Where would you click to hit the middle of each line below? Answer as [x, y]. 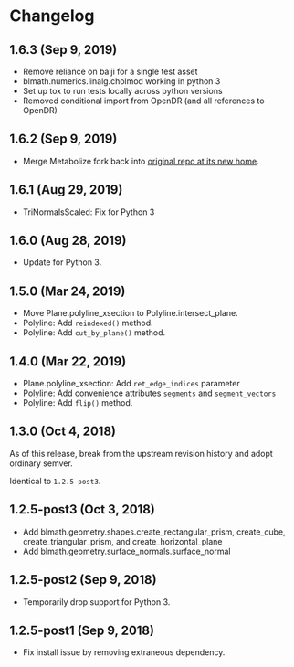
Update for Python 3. [62, 262]
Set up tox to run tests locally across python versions [122, 91]
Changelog [52, 16]
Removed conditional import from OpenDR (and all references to [143, 101]
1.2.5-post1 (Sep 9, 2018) [82, 630]
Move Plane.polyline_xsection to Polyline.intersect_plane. [131, 313]
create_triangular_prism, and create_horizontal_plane [122, 541]
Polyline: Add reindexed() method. [88, 323]
